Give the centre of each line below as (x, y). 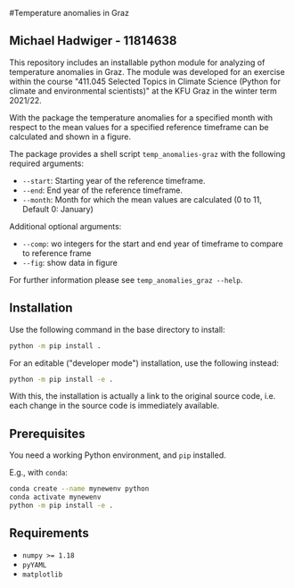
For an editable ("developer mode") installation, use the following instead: (144, 363)
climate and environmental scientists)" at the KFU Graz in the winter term (143, 91)
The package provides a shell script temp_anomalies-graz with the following (147, 153)
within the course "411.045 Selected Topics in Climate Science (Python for (145, 81)
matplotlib (42, 575)
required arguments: (47, 163)
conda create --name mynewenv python (79, 489)
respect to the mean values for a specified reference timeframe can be (139, 127)
